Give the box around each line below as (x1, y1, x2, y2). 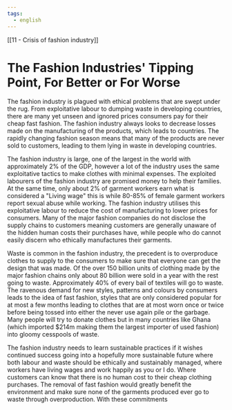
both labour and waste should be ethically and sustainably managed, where (7, 358, 222, 367)
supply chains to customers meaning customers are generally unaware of (7, 221, 217, 229)
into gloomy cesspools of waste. (7, 330, 99, 339)
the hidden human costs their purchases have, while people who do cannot (7, 229, 222, 237)
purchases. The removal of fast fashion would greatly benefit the (7, 380, 192, 389)
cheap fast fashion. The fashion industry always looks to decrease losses (7, 119, 216, 128)
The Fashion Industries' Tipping (7, 60, 194, 75)
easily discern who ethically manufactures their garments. (7, 236, 173, 244)
